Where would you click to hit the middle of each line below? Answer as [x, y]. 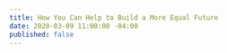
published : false [42, 34]
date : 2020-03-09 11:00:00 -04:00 [74, 26]
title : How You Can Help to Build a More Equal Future [114, 18]
